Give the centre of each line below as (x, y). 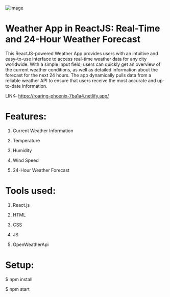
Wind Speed (26, 160)
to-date (13, 86)
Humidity (22, 150)
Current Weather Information (43, 131)
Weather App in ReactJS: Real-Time (83, 29)
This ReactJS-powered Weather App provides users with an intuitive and (82, 53)
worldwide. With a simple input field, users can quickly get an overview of (83, 64)
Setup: (20, 265)
